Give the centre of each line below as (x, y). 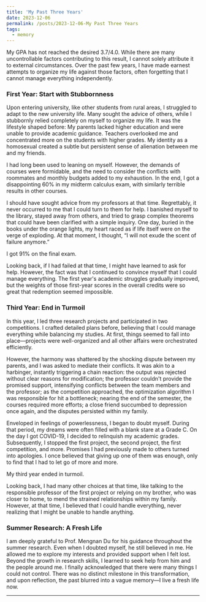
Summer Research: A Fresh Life (54, 528)
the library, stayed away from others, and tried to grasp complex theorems (100, 216)
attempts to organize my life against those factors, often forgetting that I (97, 72)
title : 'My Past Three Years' (45, 12)
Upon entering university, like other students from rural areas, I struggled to (102, 107)
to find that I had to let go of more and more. (62, 462)
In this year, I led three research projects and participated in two (87, 321)
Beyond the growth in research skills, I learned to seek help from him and (99, 561)
